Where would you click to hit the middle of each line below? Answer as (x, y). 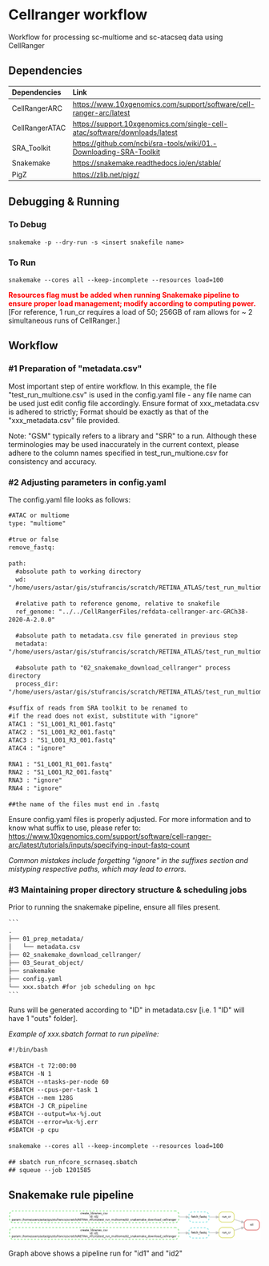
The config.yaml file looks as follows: (69, 499)
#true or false (34, 539)
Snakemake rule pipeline (71, 1195)
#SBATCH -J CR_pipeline (48, 1106)
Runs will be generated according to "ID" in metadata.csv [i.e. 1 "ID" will (126, 1010)
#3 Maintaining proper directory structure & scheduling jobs (128, 889)
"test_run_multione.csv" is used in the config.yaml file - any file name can (130, 394)
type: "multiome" (37, 523)
